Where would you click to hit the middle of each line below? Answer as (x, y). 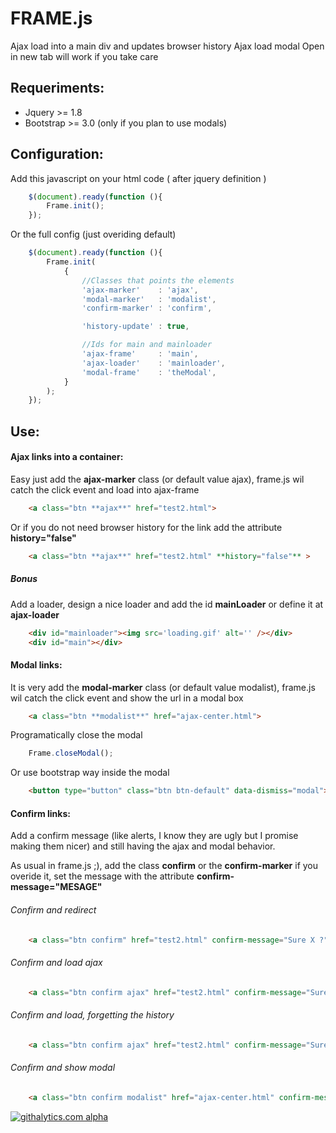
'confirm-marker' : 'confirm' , (147, 308)
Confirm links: (40, 813)
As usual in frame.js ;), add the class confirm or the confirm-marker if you (164, 866)
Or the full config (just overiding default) (93, 234)
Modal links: (36, 664)
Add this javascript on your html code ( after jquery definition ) (138, 178)
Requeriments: (57, 88)
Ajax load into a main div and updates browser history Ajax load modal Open (167, 46)
